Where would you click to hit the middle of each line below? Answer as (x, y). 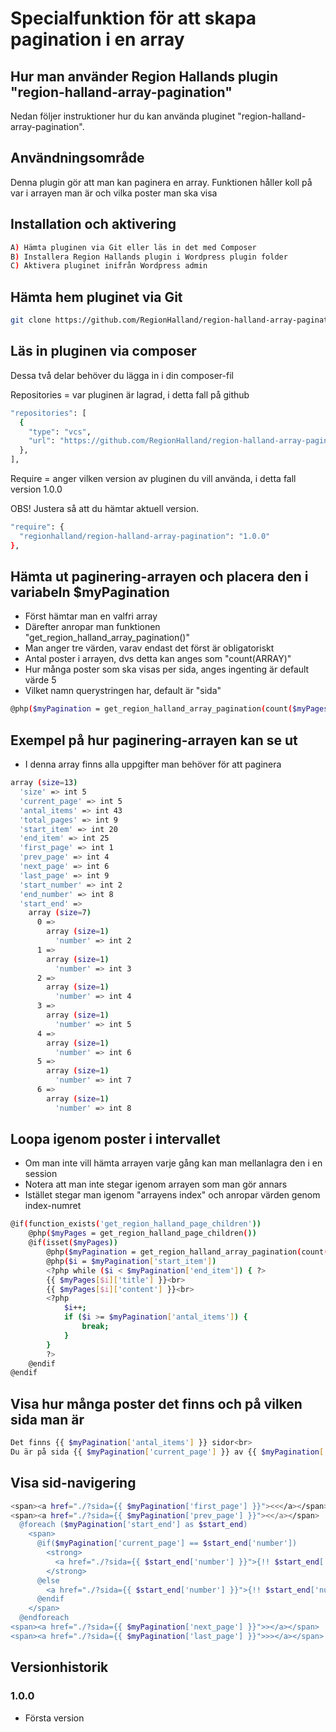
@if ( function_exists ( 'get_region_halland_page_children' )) (136, 1224)
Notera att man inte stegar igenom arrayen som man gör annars (156, 1184)
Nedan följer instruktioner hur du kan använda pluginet (123, 116)
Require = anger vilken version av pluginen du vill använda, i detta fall (153, 478)
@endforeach (44, 1618)
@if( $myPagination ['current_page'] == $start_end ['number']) (167, 1543)
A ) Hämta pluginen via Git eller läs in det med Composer (133, 247)
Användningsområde (77, 158)
